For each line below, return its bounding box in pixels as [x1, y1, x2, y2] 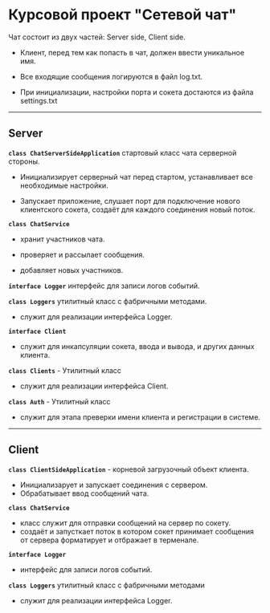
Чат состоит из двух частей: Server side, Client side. [8, 32, 186, 42]
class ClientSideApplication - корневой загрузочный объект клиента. [8, 464, 249, 474]
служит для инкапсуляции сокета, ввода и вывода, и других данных [19, 341, 255, 351]
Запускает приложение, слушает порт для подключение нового [19, 196, 241, 205]
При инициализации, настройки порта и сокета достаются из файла [19, 87, 254, 97]
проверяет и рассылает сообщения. [19, 250, 145, 259]
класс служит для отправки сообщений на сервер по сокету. [19, 518, 231, 527]
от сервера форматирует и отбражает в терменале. [19, 535, 199, 545]
